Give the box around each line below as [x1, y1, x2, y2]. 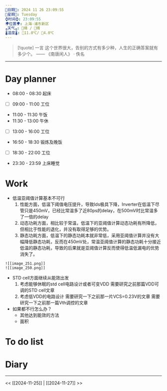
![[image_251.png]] [5, 261, 46, 266]
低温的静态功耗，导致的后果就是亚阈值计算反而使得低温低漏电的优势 [19, 245, 160, 251]
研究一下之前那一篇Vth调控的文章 [19, 300, 88, 306]
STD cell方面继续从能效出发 [12, 275, 69, 281]
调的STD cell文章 [19, 287, 55, 293]
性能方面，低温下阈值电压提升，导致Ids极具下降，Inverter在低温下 [19, 201, 156, 207]
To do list [5, 336, 44, 348]
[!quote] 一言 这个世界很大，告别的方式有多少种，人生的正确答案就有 [17, 45, 158, 50]
